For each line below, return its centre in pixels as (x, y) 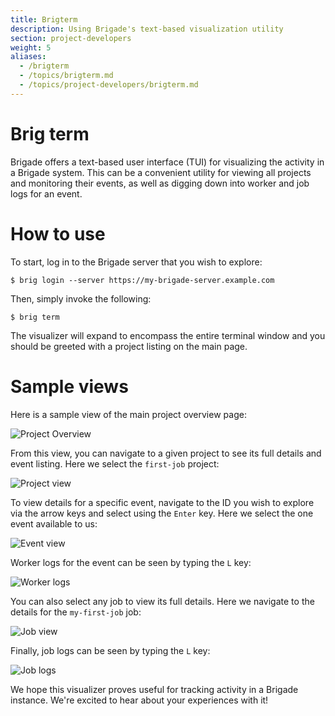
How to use (58, 233)
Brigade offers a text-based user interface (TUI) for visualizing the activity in (167, 162)
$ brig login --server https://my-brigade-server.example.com (142, 280)
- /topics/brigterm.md (66, 76)
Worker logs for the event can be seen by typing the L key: (131, 562)
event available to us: (54, 523)
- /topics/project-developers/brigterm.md (109, 85)
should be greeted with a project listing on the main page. (129, 346)
